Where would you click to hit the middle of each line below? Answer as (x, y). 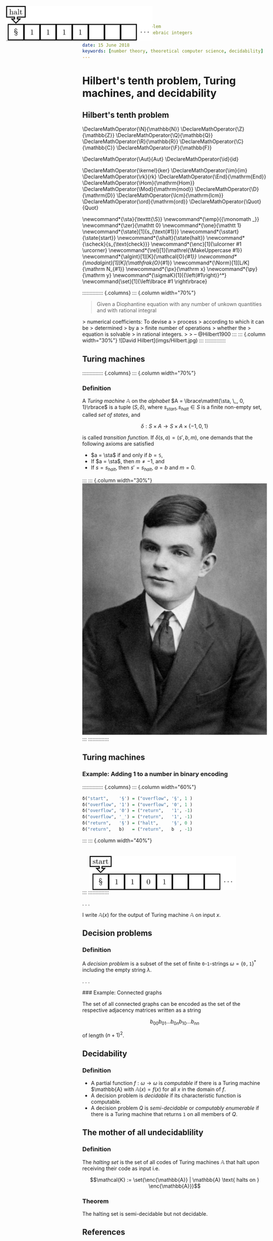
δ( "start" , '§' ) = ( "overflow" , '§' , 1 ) (137, 798)
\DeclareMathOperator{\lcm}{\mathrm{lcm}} (170, 195)
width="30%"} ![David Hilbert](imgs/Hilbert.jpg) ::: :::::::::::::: (154, 341)
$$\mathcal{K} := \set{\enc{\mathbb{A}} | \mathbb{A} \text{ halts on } (175, 1179)
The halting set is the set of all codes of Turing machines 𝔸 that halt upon (171, 1162)
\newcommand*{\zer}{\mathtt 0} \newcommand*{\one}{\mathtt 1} (162, 226)
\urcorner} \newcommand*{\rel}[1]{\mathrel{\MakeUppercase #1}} (162, 250)
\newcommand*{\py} (232, 269)
